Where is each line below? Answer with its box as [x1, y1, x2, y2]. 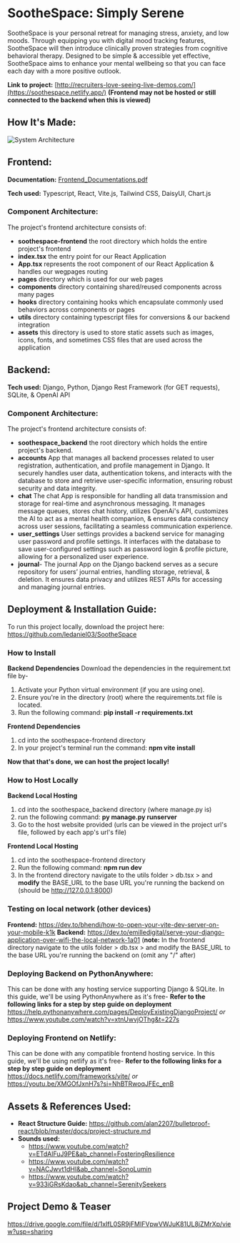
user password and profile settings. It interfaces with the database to [17, 537, 221, 545]
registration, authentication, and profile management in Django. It [17, 461, 210, 470]
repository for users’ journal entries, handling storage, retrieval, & [17, 567, 210, 576]
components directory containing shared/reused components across [17, 282, 222, 291]
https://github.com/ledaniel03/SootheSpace [7, 630, 137, 638]
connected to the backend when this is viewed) [7, 95, 151, 104]
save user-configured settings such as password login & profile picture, [17, 545, 229, 553]
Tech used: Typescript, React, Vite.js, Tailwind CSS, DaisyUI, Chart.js [7, 189, 211, 197]
